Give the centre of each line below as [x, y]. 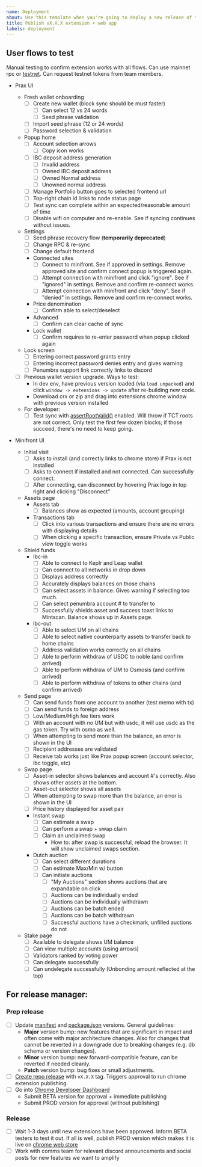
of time [42, 212]
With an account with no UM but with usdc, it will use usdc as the [114, 723]
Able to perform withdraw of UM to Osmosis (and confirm [113, 670]
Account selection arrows [65, 144]
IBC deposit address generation [72, 158]
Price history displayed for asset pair [78, 808]
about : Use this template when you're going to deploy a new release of [99, 17]
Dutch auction [50, 855]
